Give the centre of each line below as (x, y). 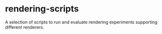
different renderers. (25, 27)
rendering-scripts (42, 9)
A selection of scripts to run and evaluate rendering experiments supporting (81, 22)
